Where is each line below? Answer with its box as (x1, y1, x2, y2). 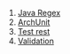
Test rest (17, 27, 51, 36)
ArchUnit (17, 17, 51, 27)
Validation (17, 35, 55, 46)
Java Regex (17, 8, 61, 18)
